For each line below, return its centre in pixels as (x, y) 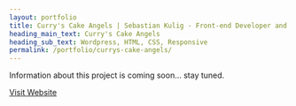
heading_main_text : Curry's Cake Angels (85, 34)
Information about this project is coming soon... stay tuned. (117, 75)
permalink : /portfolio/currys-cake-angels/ (91, 50)
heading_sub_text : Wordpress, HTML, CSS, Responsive (109, 42)
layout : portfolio (43, 17)
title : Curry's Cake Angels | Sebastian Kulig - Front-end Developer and (148, 26)
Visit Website (33, 93)
